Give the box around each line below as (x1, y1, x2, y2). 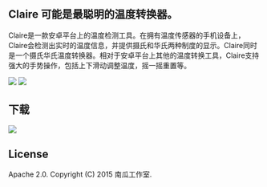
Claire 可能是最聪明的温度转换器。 (8, 7, 178, 22)
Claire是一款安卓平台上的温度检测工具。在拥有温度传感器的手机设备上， (8, 30, 246, 40)
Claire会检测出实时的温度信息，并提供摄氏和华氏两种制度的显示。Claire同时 (8, 40, 258, 50)
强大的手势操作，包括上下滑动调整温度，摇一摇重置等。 (8, 60, 191, 70)
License (8, 148, 49, 161)
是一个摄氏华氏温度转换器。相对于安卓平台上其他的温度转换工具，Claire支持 (8, 51, 260, 60)
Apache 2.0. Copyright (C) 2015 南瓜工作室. (8, 169, 152, 179)
